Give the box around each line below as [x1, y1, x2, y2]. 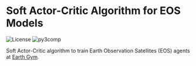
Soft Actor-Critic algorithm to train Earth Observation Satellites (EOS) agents [6, 47, 190, 54]
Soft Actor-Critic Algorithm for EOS [6, 4, 181, 18]
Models [6, 16, 43, 30]
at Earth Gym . [6, 53, 39, 60]
